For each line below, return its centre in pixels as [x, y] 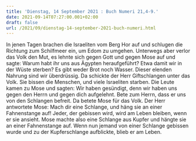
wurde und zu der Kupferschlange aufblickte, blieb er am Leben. [84, 132]
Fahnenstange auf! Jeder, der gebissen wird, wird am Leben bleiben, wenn [97, 113]
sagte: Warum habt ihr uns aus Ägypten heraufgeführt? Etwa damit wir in [94, 63]
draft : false [22, 22]
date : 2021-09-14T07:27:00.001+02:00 [52, 17]
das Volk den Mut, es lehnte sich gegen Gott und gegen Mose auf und [91, 57]
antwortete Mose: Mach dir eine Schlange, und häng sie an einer [84, 107]
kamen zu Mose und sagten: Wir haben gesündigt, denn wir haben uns [92, 88]
